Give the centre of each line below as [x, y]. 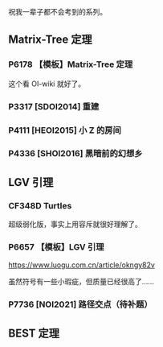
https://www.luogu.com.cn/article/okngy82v [81, 265]
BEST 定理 [34, 333]
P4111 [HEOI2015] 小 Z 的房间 [65, 130]
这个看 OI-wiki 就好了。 [47, 84]
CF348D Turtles [40, 205]
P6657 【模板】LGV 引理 [56, 247]
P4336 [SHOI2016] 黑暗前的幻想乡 [75, 154]
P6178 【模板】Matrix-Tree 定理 [71, 64]
